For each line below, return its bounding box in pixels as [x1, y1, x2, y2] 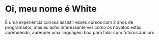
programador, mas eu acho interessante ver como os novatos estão [5, 24, 142, 30]
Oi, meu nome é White [5, 3, 97, 14]
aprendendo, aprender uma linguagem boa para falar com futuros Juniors [5, 29, 155, 35]
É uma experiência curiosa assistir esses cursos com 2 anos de [5, 19, 133, 25]
